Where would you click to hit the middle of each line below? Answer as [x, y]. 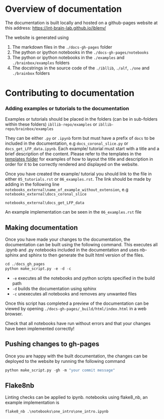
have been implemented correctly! [40, 328]
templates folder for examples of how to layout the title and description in [79, 159]
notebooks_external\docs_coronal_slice [46, 194]
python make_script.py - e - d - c [38, 269]
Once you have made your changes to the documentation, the [68, 239]
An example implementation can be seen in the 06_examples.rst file [73, 212]
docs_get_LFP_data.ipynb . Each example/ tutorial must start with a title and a [82, 149]
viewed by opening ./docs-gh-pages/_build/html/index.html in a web [76, 308]
